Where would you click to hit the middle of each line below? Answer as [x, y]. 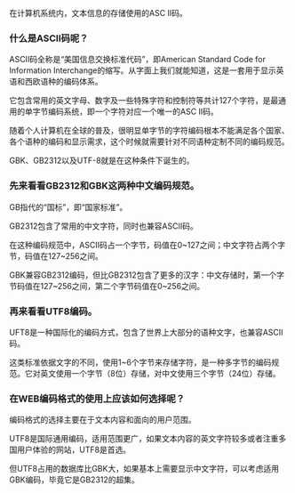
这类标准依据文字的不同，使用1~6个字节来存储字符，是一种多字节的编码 [140, 362]
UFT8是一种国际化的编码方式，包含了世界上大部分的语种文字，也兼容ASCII [146, 332]
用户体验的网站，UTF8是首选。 [74, 450]
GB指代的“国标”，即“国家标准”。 [68, 206]
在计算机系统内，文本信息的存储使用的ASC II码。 [99, 13]
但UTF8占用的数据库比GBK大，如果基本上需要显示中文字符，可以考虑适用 [144, 469]
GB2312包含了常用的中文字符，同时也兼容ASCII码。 [104, 226]
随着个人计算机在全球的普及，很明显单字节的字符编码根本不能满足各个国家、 [149, 131]
